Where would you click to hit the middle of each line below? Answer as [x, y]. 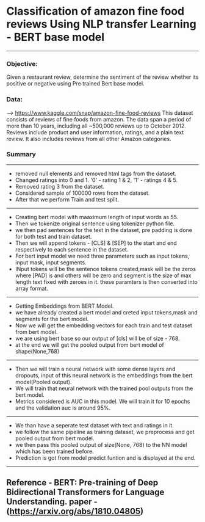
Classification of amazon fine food [95, 11]
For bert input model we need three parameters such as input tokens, [102, 256]
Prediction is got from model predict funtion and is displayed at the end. [105, 458]
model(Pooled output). [43, 382]
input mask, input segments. [51, 262]
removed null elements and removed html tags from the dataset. [96, 173]
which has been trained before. [54, 451]
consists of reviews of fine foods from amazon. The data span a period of [99, 119]
